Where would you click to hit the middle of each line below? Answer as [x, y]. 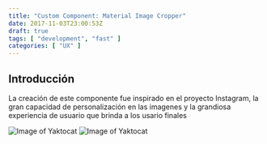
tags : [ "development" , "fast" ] [65, 38]
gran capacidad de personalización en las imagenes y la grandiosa [120, 107]
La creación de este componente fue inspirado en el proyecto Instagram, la [133, 98]
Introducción [42, 79]
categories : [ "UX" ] [45, 46]
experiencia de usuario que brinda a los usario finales [98, 115]
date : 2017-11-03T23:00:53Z [56, 23]
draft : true [28, 31]
